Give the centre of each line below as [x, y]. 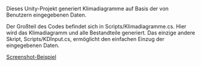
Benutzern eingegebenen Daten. [46, 15]
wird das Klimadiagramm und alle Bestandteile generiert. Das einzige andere [101, 33]
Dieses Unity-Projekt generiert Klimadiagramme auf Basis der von [88, 9]
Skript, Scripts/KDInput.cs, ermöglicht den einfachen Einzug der [85, 39]
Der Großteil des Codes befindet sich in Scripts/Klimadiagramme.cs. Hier [96, 26]
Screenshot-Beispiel [31, 57]
